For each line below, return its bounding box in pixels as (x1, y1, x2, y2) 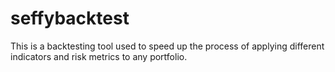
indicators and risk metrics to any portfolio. (10, 50, 188, 62)
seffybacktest (10, 7, 130, 30)
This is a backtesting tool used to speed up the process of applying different (10, 40, 325, 52)
